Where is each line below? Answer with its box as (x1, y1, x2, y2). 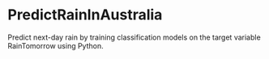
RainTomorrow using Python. (7, 40, 104, 50)
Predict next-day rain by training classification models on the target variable (7, 32, 261, 42)
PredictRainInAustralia (7, 6, 163, 24)
